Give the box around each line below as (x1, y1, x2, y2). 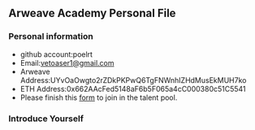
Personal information (8, 31, 93, 42)
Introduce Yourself (8, 113, 84, 124)
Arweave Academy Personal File (8, 6, 176, 20)
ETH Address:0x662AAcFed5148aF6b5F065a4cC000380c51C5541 (19, 84, 246, 93)
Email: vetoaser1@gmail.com (19, 58, 115, 67)
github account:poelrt (19, 49, 93, 59)
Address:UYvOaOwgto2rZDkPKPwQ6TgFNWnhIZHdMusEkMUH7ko (19, 75, 247, 84)
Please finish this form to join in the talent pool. (19, 93, 178, 102)
